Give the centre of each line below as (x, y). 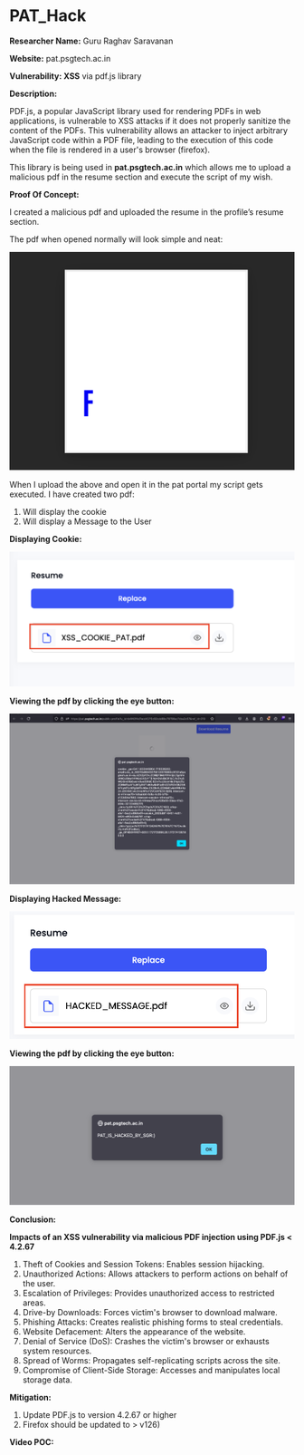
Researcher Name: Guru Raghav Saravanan (91, 41)
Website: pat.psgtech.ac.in (60, 58)
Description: (33, 93)
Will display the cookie (64, 512)
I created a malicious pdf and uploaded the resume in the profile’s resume (147, 212)
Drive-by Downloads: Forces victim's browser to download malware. (150, 1312)
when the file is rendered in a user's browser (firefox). (110, 150)
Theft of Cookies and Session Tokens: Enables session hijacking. (143, 1264)
